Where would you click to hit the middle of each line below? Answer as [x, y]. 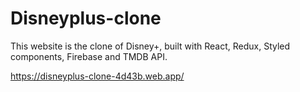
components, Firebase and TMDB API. [89, 56]
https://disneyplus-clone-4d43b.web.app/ [97, 76]
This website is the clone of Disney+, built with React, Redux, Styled [150, 46]
